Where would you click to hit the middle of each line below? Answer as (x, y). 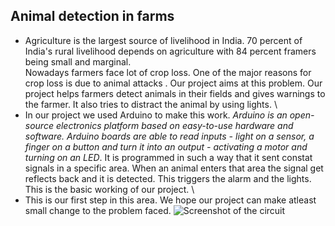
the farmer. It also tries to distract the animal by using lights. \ (151, 104)
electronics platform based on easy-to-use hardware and (174, 125)
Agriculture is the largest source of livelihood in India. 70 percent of (163, 40)
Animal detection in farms (92, 16)
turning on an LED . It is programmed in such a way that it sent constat (168, 157)
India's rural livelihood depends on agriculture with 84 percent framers (170, 51)
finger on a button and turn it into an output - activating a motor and (166, 146)
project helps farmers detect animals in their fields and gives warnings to (175, 93)
